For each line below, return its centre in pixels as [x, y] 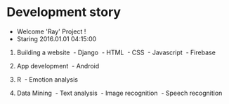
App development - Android [58, 66]
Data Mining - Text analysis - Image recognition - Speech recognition [119, 93]
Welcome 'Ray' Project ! [51, 31]
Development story [64, 12]
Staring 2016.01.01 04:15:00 [57, 38]
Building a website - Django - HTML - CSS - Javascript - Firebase [116, 52]
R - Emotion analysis [47, 79]
